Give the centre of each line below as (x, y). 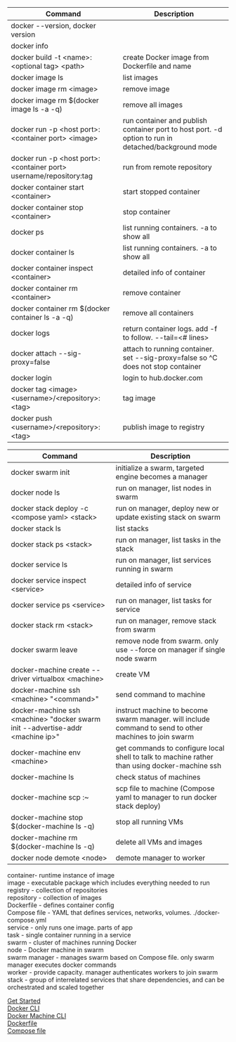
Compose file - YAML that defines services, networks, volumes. (99, 912)
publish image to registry (164, 427)
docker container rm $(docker (60, 308)
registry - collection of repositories (58, 890)
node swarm (136, 658)
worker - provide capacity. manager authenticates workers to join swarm (113, 972)
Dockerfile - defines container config (61, 905)
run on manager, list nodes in (164, 488)
